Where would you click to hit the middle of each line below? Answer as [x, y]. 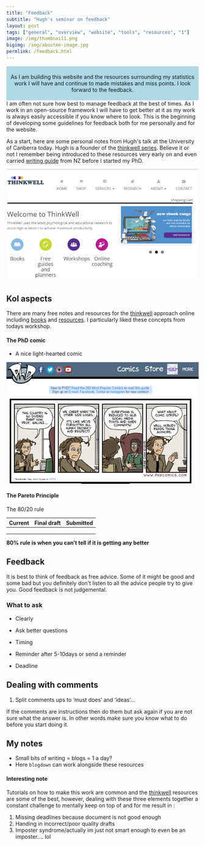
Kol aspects [29, 299]
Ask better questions [41, 630]
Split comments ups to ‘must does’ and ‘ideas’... [75, 700]
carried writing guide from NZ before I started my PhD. [75, 160]
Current [19, 523]
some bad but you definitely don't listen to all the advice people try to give [100, 583]
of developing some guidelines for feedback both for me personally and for [101, 123]
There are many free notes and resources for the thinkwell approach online [101, 313]
